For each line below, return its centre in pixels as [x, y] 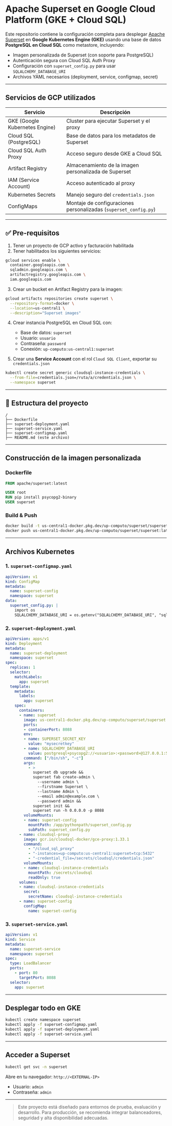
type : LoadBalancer [31, 963]
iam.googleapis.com [31, 280]
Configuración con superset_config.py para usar [64, 66]
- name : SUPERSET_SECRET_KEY [55, 739]
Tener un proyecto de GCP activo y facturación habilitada [73, 245]
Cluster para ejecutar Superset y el [108, 121]
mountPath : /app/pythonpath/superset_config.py [80, 825]
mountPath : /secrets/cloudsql [60, 873]
